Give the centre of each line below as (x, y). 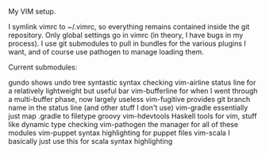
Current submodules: (43, 67)
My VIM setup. (32, 11)
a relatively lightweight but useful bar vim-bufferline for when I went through (133, 91)
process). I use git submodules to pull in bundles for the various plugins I (127, 43)
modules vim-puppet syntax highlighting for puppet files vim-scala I (119, 133)
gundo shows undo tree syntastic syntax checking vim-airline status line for (132, 83)
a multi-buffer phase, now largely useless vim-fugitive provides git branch (129, 99)
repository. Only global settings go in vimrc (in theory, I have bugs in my (126, 35)
